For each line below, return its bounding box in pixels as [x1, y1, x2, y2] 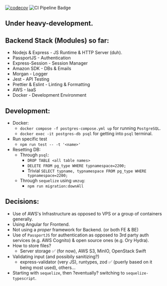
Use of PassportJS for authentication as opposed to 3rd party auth [12, 232, 149, 238]
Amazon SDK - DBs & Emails [12, 66, 71, 72]
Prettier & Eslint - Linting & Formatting [12, 82, 90, 88]
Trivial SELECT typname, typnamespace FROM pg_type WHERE [27, 168, 146, 174]
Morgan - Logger [12, 71, 48, 77]
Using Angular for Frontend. [12, 221, 70, 227]
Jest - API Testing [12, 76, 49, 82]
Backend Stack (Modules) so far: [5, 36, 109, 45]
